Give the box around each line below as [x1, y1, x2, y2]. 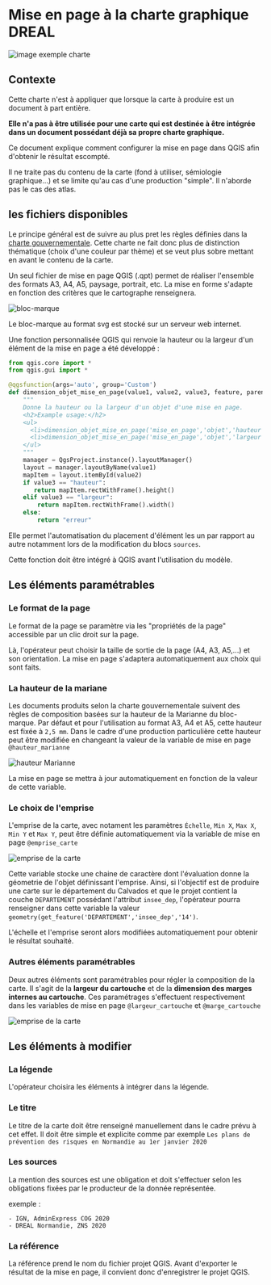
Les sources [8, 1157, 58, 1168]
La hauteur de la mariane [8, 682, 107, 694]
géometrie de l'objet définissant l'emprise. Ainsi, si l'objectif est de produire [8, 878, 260, 888]
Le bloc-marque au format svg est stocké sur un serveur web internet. [8, 319, 242, 329]
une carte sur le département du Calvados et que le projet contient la [8, 886, 238, 896]
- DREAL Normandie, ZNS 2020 [8, 1221, 106, 1229]
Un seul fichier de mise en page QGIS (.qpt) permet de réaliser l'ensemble [8, 271, 254, 280]
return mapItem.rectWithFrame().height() [33, 486, 175, 494]
